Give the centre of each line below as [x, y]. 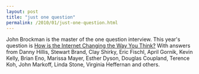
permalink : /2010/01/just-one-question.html [62, 22]
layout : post [22, 12]
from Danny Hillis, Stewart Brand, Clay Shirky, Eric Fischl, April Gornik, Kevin [99, 52]
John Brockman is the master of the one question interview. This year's [93, 40]
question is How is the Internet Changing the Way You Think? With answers [98, 46]
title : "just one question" [41, 17]
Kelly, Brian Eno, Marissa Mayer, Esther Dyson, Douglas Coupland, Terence [98, 58]
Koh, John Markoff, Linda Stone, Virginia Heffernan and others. [83, 65]
